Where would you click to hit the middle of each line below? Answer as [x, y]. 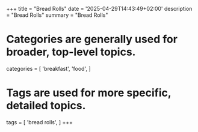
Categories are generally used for [92, 39]
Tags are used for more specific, [89, 93]
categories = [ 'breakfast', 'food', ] [49, 68]
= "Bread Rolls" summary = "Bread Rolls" [57, 15]
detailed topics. [46, 106]
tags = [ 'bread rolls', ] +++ [40, 122]
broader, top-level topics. [71, 52]
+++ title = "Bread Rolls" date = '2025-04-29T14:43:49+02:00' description [99, 9]
